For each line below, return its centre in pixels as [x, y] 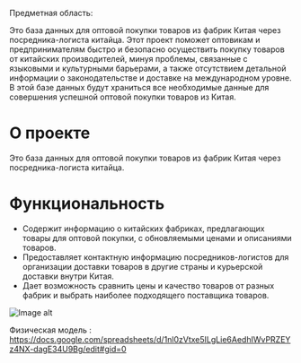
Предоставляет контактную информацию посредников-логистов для [155, 257]
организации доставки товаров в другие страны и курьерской [142, 266]
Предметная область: [51, 13]
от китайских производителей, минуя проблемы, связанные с [129, 59]
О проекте [50, 133]
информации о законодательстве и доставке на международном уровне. [150, 78]
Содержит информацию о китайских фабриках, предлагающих [143, 229]
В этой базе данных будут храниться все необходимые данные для [139, 87]
